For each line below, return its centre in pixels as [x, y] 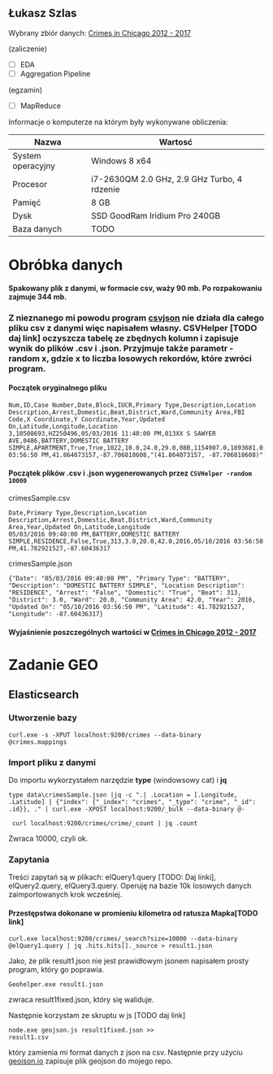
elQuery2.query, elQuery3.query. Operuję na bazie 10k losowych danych [130, 886]
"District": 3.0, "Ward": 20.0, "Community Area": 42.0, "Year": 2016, [132, 600]
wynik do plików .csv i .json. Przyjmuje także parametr [118, 348]
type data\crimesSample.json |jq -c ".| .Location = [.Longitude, [123, 795]
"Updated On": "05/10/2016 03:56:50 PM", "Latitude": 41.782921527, [127, 607]
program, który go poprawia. [56, 970]
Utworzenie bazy [43, 718]
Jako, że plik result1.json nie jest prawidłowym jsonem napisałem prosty [129, 961]
